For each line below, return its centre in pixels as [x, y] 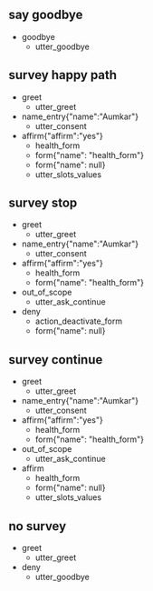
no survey [38, 526]
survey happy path [63, 75]
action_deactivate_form [79, 321]
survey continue [56, 360]
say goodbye [46, 15]
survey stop [43, 203]
